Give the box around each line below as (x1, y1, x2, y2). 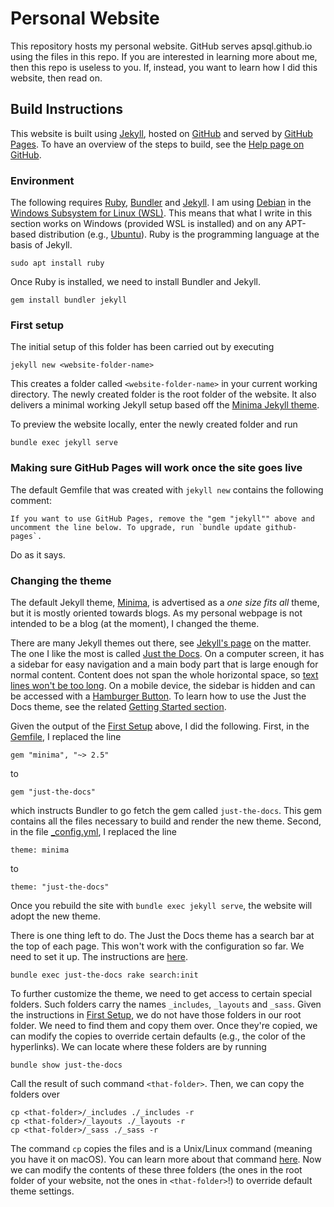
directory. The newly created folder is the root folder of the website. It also (10, 388, 317, 401)
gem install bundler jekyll (10, 295, 128, 306)
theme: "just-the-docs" (10, 882, 110, 892)
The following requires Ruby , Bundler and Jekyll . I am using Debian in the (10, 197, 312, 209)
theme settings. (10, 1185, 75, 1197)
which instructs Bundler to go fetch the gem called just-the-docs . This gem (10, 804, 323, 816)
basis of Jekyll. (10, 239, 73, 251)
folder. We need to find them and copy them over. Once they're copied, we (10, 1019, 318, 1031)
